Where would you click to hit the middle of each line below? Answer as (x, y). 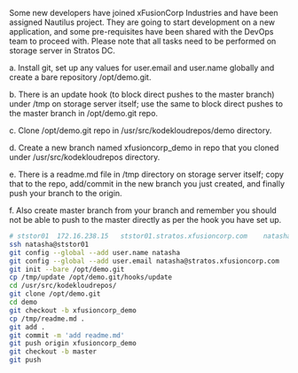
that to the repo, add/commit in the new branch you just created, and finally (147, 184)
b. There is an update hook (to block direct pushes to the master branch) (142, 94)
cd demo (24, 302)
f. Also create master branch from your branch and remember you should (143, 210)
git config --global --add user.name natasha (94, 252)
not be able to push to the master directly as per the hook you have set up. (145, 220)
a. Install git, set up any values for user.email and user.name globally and (142, 67)
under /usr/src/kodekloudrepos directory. (85, 157)
